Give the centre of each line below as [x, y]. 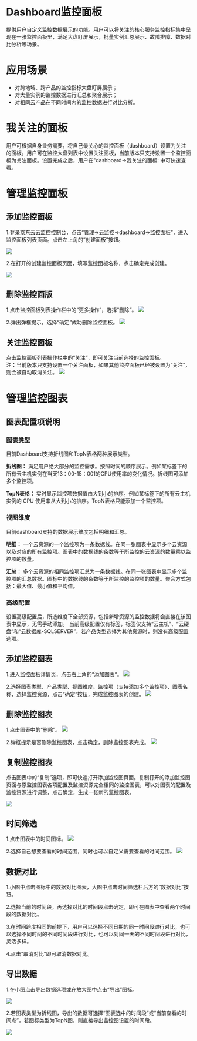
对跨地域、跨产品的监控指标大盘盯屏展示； [66, 87]
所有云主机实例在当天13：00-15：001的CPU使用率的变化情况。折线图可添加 [97, 474]
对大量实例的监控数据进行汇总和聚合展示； [66, 95]
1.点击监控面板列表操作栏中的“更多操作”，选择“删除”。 [72, 310]
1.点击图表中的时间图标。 [36, 839]
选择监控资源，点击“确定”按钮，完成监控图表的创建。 [80, 694]
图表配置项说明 [33, 422]
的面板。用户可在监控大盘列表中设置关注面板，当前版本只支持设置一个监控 [96, 153]
